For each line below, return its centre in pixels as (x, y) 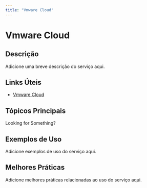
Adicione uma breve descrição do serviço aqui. (55, 66)
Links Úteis (24, 83)
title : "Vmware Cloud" (29, 10)
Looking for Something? (31, 123)
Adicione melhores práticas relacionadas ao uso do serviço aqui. (73, 180)
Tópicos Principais (36, 111)
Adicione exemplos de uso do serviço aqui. (51, 152)
